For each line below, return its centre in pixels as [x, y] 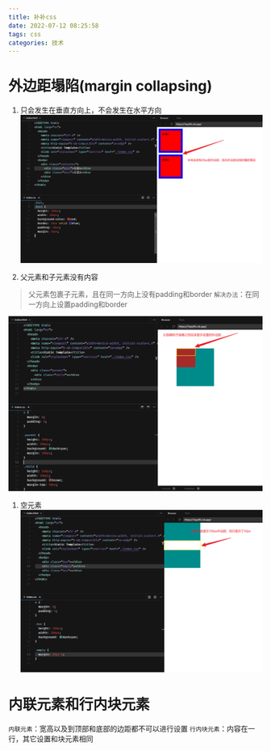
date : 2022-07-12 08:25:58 [54, 25]
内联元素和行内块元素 [79, 705]
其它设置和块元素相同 [58, 738]
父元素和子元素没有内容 [59, 277]
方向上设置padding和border [81, 304]
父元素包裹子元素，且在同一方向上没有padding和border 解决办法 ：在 [140, 294]
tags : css [25, 34]
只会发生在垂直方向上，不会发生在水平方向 [91, 110]
